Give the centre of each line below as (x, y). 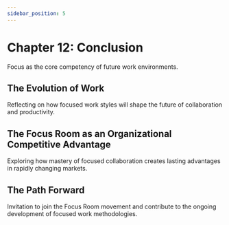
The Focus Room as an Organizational (89, 134)
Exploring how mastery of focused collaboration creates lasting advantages (114, 161)
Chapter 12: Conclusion (75, 47)
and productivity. (31, 112)
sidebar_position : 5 (37, 13)
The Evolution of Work (56, 88)
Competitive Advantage (59, 144)
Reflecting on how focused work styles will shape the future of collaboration (115, 105)
